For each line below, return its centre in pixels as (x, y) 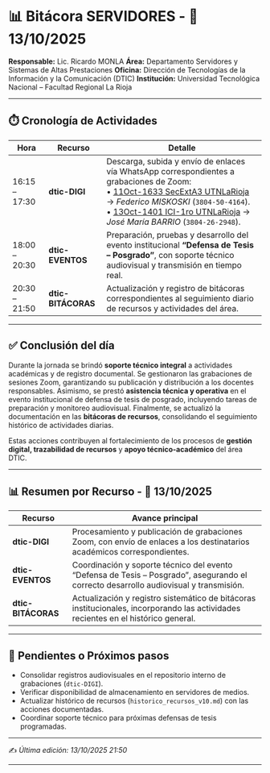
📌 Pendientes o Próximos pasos (89, 656)
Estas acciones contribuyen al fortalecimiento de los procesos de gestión (131, 440)
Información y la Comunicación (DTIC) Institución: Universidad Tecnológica (134, 78)
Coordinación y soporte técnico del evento (152, 565)
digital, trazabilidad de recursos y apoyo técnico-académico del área (126, 449)
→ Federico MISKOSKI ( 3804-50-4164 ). (178, 202)
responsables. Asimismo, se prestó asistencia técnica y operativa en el (127, 391)
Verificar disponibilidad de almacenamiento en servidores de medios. (135, 692)
